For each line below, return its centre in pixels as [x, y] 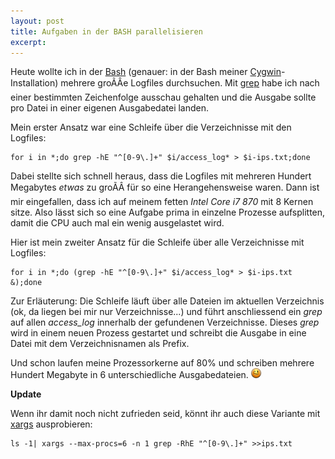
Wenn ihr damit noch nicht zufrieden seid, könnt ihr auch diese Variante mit [165, 414]
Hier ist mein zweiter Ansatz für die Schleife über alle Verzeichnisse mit [157, 242]
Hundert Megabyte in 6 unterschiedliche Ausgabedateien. [129, 375]
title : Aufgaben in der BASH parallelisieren [106, 31]
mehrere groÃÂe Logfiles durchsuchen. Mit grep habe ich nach [190, 83]
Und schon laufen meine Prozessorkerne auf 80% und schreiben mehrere [162, 363]
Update [26, 394]
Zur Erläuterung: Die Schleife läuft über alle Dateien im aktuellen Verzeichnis [167, 301]
